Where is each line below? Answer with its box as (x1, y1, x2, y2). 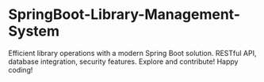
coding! (8, 65, 33, 74)
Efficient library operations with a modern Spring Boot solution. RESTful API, (8, 48, 257, 58)
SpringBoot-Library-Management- (8, 6, 240, 24)
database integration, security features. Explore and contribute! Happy (8, 57, 239, 66)
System (8, 22, 60, 40)
